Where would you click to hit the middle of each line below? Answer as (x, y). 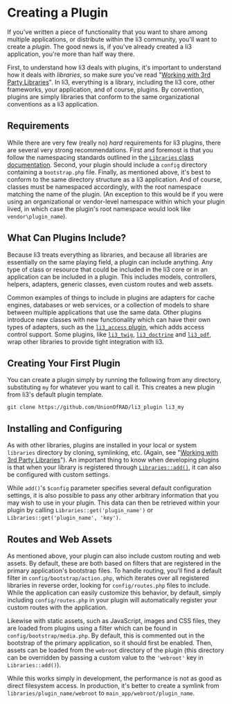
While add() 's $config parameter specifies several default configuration (109, 488)
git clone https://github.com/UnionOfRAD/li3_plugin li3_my (96, 407)
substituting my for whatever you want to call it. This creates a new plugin (111, 387)
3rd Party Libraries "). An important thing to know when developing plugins (113, 460)
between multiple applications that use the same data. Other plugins (105, 312)
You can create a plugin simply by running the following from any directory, (114, 380)
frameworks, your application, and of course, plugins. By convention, (106, 89)
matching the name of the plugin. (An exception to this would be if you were (115, 194)
